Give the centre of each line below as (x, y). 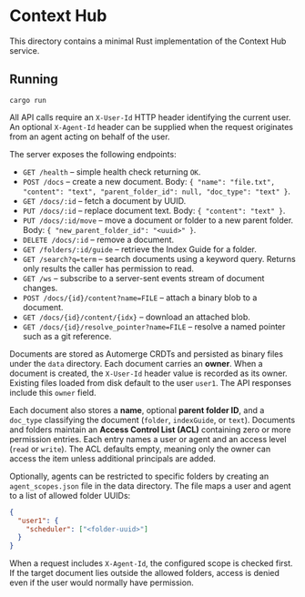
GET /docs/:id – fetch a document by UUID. (104, 200)
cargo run (28, 100)
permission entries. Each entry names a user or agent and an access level (148, 439)
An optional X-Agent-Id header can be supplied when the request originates (152, 126)
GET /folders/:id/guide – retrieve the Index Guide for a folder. (140, 249)
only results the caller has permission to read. (108, 268)
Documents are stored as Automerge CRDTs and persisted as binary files (147, 354)
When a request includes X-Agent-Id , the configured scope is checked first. (151, 563)
